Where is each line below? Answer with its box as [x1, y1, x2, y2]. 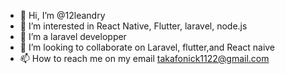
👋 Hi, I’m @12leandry [19, 10, 106, 21]
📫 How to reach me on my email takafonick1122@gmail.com [19, 53, 270, 64]
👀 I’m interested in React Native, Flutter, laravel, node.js [19, 20, 248, 32]
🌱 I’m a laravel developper [19, 31, 127, 42]
